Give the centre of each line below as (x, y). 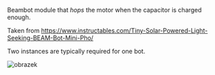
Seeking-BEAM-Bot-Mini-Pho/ (50, 38)
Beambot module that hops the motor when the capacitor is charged (104, 10)
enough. (19, 17)
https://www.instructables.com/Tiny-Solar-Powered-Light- (124, 31)
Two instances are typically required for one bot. (76, 51)
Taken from (24, 31)
